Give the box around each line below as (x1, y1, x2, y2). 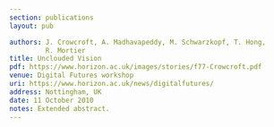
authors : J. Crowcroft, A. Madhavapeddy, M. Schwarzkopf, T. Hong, (9, 38, 267, 47)
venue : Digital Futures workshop (9, 71, 134, 80)
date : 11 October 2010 (9, 96, 94, 105)
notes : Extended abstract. (9, 104, 110, 113)
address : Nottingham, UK (9, 87, 102, 97)
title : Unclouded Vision (9, 55, 102, 63)
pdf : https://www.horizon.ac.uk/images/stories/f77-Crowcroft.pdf (9, 63, 262, 72)
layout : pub (9, 21, 54, 30)
